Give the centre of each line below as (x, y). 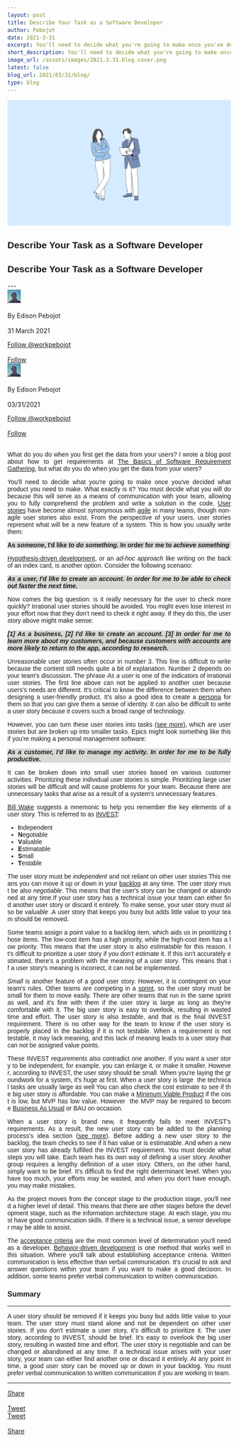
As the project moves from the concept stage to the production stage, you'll (113, 1199)
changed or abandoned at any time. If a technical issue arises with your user (119, 1351)
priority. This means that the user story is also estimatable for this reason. (122, 947)
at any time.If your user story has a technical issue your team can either (121, 898)
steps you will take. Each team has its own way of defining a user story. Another (119, 1157)
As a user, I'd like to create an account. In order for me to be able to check (119, 579)
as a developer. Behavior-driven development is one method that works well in (119, 1248)
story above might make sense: (50, 621)
